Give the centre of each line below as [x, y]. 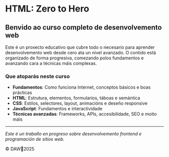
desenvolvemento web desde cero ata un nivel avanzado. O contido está [81, 53]
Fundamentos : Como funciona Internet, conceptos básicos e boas [81, 87]
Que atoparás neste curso [38, 76]
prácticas [22, 93]
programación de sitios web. [35, 139]
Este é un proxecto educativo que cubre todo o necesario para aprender [80, 47]
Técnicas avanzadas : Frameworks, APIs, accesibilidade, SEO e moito [84, 114]
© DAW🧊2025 [20, 149]
